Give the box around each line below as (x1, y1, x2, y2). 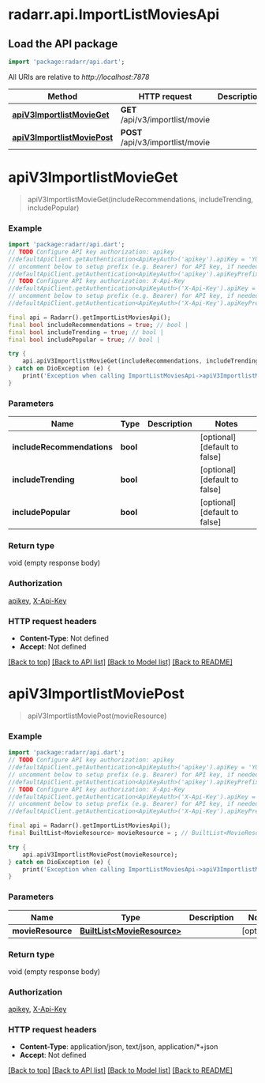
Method (47, 91, 78, 102)
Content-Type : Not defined (19, 634, 109, 643)
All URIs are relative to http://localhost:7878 (8, 72, 150, 81)
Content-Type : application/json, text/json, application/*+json (19, 1042, 218, 1051)
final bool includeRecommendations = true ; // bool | (8, 321, 189, 329)
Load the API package (8, 37, 118, 51)
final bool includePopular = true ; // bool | (8, 336, 160, 344)
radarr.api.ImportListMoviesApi (8, 6, 220, 24)
